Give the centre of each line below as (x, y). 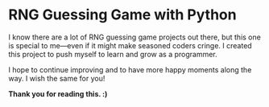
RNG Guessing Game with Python (122, 15)
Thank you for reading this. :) (58, 93)
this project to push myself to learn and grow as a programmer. (113, 54)
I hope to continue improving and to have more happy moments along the (130, 69)
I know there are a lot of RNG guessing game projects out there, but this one (135, 37)
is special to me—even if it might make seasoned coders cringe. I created (130, 45)
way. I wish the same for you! (57, 78)
